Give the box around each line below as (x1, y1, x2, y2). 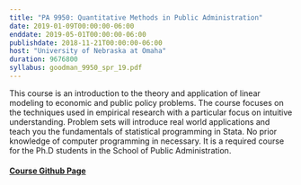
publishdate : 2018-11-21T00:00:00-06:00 (9, 38, 164, 48)
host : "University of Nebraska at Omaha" (9, 47, 167, 56)
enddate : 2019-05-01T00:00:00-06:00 (9, 30, 146, 39)
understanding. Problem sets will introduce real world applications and (9, 116, 270, 127)
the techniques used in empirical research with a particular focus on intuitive (9, 107, 293, 118)
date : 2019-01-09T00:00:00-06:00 (9, 22, 135, 31)
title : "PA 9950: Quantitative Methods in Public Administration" (9, 13, 263, 22)
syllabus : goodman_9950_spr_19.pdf (9, 64, 143, 73)
